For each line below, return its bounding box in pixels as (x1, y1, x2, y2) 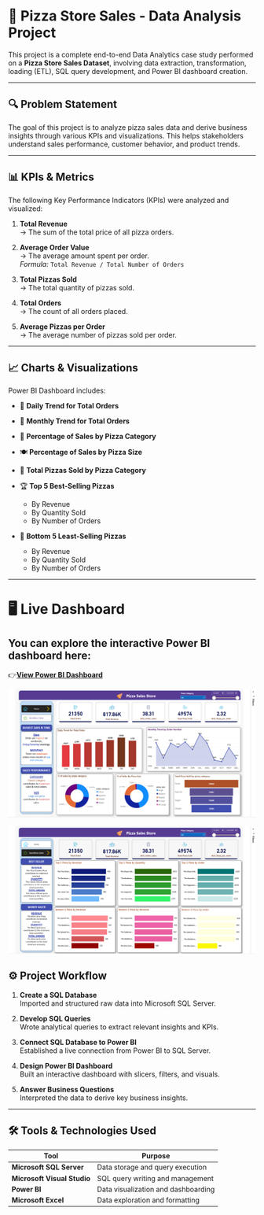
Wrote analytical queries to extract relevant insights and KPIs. (19, 1022, 219, 1032)
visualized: (8, 204, 43, 213)
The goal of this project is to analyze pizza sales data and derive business (8, 122, 247, 132)
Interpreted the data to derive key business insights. (19, 1093, 189, 1102)
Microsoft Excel (11, 1195, 64, 1205)
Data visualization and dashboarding (97, 1184, 215, 1194)
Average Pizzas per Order (19, 322, 106, 331)
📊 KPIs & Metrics (8, 171, 94, 184)
